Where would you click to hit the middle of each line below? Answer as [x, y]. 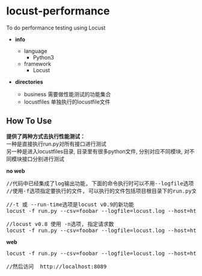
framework [37, 64]
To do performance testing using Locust [56, 28]
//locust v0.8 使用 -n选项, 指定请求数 [60, 224]
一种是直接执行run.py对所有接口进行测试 [57, 144]
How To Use [29, 121]
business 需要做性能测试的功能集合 [67, 94]
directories [29, 82]
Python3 [43, 57]
